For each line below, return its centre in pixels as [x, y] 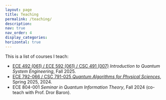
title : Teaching [22, 14]
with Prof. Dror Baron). [48, 92]
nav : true [15, 28]
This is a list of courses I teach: [37, 56]
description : [19, 24]
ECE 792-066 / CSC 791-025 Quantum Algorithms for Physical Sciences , [87, 76]
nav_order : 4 [19, 33]
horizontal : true [23, 42]
